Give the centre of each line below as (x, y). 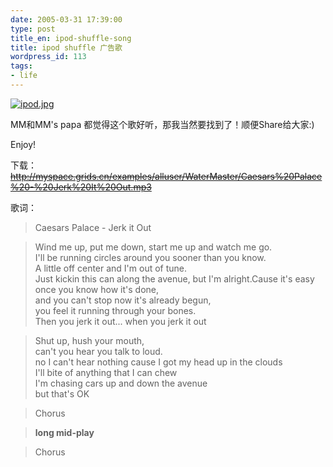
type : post (33, 29)
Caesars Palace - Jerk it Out (93, 227)
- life (24, 76)
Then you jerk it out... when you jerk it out (120, 321)
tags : (21, 66)
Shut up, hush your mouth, (89, 340)
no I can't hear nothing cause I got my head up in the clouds (158, 362)
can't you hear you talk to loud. (98, 351)
